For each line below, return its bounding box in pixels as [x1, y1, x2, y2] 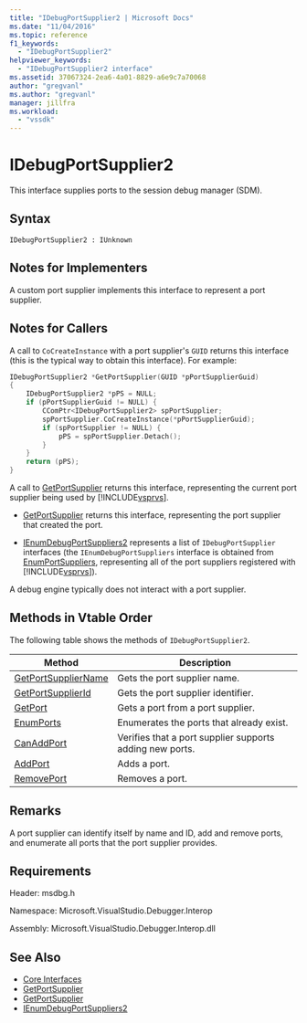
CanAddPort [14, 736, 67, 749]
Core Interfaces [22, 974, 82, 985]
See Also [9, 949, 61, 965]
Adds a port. [117, 757, 171, 770]
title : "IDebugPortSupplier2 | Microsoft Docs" [9, 13, 195, 23]
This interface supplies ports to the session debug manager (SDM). [9, 185, 263, 196]
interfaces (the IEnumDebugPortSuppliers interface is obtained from [22, 547, 274, 557]
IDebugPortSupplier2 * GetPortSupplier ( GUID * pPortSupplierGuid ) [9, 372, 259, 382]
